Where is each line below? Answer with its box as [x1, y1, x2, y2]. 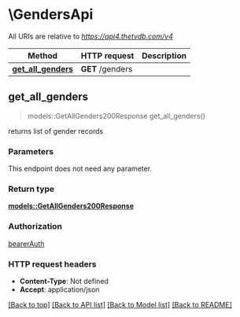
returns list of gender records [8, 126, 104, 135]
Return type [8, 183, 55, 194]
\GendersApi [8, 6, 94, 24]
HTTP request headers [8, 258, 97, 269]
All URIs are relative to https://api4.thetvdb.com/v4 [8, 31, 173, 41]
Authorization [8, 221, 63, 232]
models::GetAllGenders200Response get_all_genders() [27, 111, 206, 120]
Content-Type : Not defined [19, 276, 109, 286]
